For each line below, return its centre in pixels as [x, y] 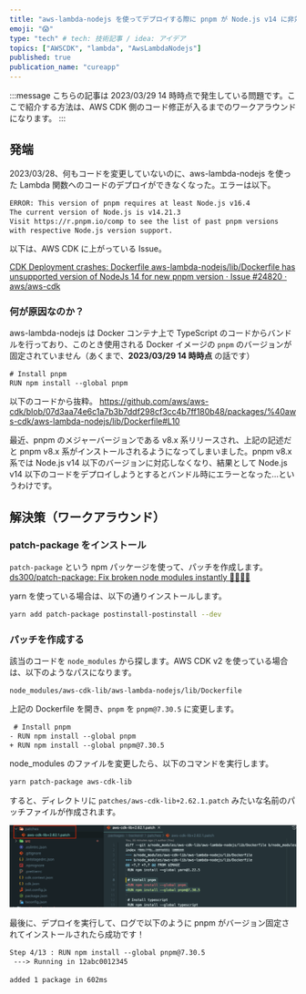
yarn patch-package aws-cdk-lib [71, 782]
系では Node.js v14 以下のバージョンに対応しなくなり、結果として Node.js [149, 463]
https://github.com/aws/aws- [154, 402]
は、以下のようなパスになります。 [73, 672]
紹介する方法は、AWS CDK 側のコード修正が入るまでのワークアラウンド [161, 107]
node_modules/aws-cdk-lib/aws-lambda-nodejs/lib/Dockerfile [126, 691]
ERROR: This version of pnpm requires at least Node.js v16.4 [130, 203]
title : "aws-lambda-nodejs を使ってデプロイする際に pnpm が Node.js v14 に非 [152, 19]
